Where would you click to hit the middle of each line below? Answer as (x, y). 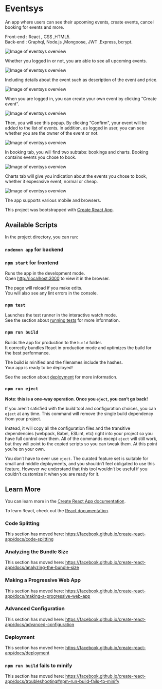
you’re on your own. (25, 449)
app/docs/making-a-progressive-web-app (48, 596)
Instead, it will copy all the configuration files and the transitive (68, 428)
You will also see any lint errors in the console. (52, 293)
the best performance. (27, 353)
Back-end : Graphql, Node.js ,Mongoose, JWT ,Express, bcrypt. (69, 42)
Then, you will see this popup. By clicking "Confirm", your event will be (76, 123)
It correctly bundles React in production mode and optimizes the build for (78, 348)
